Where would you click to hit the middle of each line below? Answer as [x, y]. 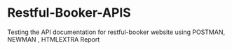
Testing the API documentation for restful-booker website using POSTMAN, [116, 32]
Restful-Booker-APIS [69, 13]
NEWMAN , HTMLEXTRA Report [54, 39]
